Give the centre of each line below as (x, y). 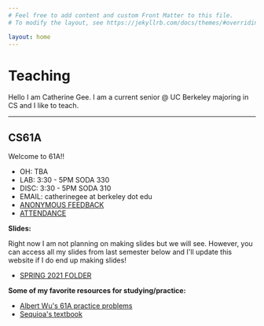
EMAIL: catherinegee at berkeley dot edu (86, 197)
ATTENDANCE (43, 213)
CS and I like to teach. (44, 106)
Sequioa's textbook (51, 314)
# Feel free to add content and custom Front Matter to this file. (121, 15)
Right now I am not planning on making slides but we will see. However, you (130, 244)
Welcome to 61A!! (37, 157)
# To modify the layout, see (56, 23)
